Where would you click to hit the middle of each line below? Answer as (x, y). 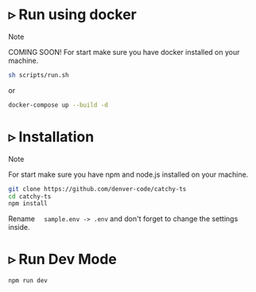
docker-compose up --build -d (58, 105)
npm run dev (28, 281)
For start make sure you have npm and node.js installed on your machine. (128, 174)
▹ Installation (51, 136)
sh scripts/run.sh (39, 75)
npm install (28, 204)
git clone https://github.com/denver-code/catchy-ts (97, 189)
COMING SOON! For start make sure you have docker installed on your (124, 52)
